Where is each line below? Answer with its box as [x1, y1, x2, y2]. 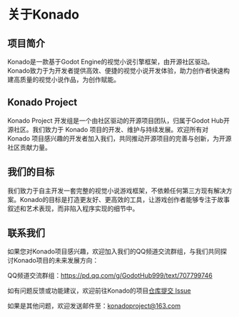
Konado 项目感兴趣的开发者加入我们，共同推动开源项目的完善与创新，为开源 [7, 134, 232, 143]
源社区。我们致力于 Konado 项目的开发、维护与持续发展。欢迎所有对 [7, 125, 209, 134]
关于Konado [7, 6, 80, 23]
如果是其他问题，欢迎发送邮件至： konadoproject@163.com [7, 301, 180, 311]
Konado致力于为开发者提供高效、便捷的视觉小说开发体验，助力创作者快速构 [7, 66, 230, 75]
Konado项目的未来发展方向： [13, 256, 99, 265]
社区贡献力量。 [7, 143, 51, 151]
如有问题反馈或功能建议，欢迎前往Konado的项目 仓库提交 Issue [7, 286, 191, 295]
